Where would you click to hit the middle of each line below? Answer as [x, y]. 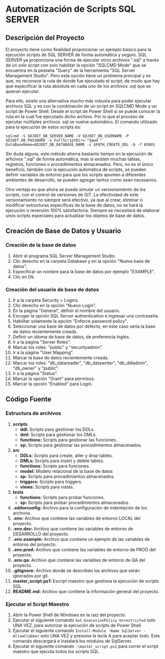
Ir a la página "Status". [35, 373]
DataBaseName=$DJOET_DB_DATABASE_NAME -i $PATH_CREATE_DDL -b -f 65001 [80, 145]
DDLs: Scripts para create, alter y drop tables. [67, 455]
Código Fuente [28, 399]
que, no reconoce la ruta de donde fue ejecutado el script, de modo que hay [83, 81]
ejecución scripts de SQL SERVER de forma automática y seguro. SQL [76, 55]
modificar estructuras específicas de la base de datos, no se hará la [74, 205]
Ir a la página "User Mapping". [43, 352]
